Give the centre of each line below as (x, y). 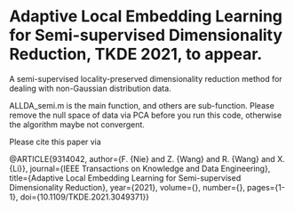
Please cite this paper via (56, 142)
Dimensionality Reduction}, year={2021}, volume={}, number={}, (127, 187)
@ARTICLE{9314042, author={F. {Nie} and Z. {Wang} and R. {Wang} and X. (147, 158)
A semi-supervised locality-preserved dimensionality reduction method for (146, 78)
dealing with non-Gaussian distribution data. (90, 88)
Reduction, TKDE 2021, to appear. (136, 54)
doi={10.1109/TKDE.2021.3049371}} (84, 197)
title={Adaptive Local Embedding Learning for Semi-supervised (125, 178)
